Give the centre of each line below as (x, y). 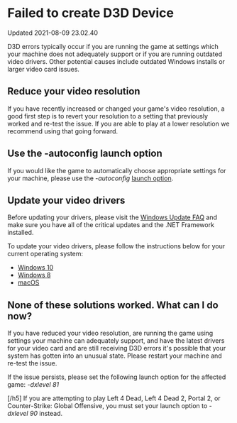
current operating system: (45, 254)
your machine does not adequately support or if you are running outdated (115, 54)
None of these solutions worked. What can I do (113, 305)
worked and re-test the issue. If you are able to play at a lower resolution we (118, 123)
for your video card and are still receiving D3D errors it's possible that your (117, 348)
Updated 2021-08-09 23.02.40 (53, 33)
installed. (21, 233)
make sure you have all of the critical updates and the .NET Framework (111, 225)
